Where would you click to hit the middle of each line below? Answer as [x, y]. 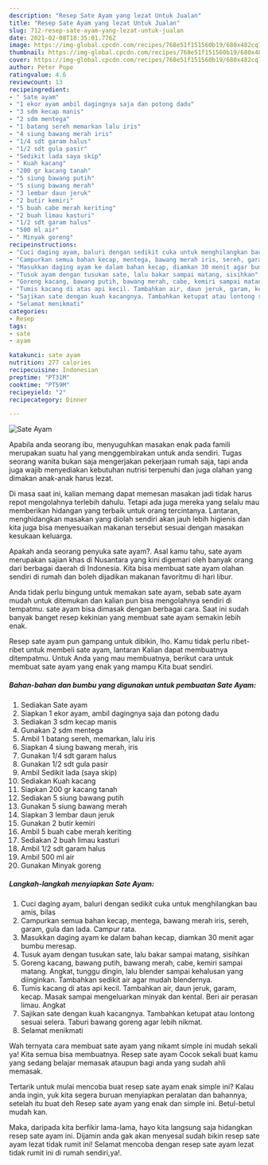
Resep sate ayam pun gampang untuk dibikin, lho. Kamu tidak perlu [119, 642]
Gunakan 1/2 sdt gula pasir [64, 764]
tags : [18, 326]
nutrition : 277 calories [50, 363]
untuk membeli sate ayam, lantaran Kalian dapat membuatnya [127, 650]
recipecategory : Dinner [49, 400]
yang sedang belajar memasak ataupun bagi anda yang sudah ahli [117, 1063]
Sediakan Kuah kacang [58, 781]
